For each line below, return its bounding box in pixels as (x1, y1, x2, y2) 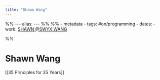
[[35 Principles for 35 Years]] (5, 69, 64, 75)
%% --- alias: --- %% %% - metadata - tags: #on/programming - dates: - (5, 21, 156, 27)
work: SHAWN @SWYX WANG (5, 26, 68, 32)
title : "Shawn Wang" (5, 7, 48, 12)
